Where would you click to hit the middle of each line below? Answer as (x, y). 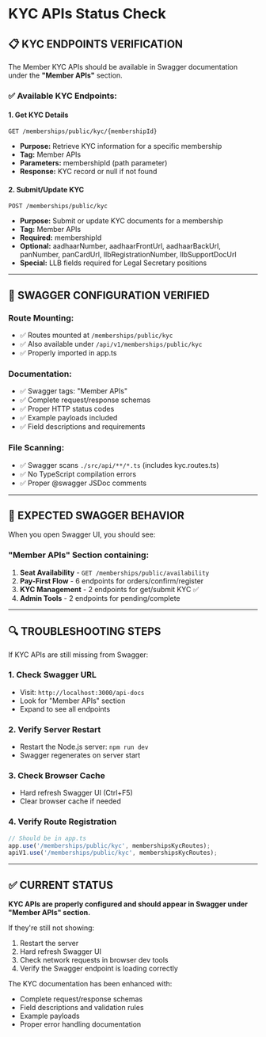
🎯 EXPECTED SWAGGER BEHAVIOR (96, 516)
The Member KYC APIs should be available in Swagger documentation (123, 67)
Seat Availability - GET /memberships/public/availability (114, 572)
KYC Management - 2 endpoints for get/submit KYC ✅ (109, 589)
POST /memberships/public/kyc (58, 207)
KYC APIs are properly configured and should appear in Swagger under (128, 904)
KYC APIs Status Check (87, 14)
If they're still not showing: (51, 928)
